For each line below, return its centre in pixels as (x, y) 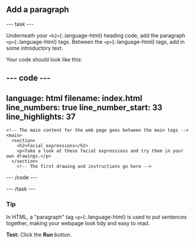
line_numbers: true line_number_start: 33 (84, 107)
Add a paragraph (38, 10)
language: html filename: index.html (74, 98)
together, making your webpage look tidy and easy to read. (78, 223)
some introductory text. (35, 48)
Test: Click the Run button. (39, 235)
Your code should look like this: (44, 59)
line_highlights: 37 (41, 117)
